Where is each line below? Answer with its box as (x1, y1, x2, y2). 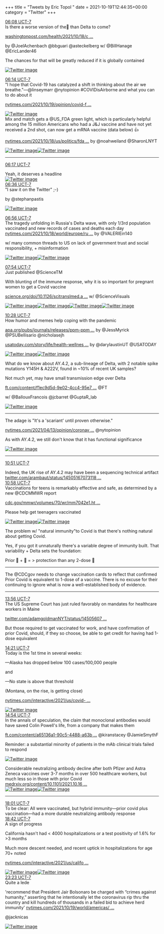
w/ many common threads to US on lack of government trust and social (5, 240, 149, 246)
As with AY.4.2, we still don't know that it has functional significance (5, 436, 143, 442)
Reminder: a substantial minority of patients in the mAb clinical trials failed (5, 742, 154, 747)
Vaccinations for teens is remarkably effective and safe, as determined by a (5, 485, 157, 491)
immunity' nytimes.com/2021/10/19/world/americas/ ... (5, 905, 115, 910)
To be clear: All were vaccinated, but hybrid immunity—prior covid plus (5, 806, 148, 811)
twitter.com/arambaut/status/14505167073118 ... (5, 475, 102, 480)
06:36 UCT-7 (5, 182, 32, 187)
